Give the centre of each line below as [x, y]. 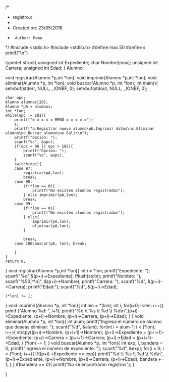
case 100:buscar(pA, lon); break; [50, 244]
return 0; [16, 261]
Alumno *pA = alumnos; [29, 107]
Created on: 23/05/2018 [38, 28]
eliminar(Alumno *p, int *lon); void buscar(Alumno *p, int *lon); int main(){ [82, 83]
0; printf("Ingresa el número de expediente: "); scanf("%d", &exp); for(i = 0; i [84, 348]
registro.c [22, 17]
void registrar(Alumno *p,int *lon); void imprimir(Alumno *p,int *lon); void [81, 78]
